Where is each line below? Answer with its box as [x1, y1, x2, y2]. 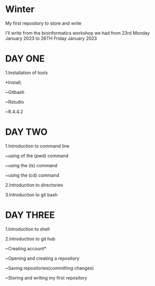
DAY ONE [5, 53, 45, 64]
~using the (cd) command [5, 172, 60, 178]
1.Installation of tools [5, 69, 48, 76]
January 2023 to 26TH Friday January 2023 [5, 35, 97, 41]
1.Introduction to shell [5, 226, 50, 232]
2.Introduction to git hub [5, 236, 56, 242]
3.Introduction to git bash [5, 191, 58, 197]
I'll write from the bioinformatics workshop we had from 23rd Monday [5, 30, 150, 36]
